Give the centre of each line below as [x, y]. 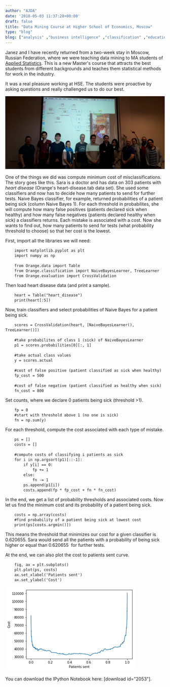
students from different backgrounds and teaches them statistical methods [83, 69]
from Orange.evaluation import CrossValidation [65, 276]
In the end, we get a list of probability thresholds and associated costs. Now [84, 499]
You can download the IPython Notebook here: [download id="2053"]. [78, 679]
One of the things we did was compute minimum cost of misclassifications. [83, 177]
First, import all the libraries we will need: [48, 240]
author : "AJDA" [21, 11]
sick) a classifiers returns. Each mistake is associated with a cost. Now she [83, 220]
